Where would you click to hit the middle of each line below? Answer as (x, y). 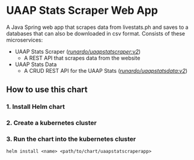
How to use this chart (47, 90)
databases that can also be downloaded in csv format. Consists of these (95, 33)
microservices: (25, 40)
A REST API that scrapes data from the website (82, 58)
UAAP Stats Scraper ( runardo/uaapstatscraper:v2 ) (78, 51)
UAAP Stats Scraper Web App (82, 11)
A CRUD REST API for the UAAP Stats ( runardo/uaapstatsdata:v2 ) (106, 70)
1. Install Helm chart (35, 107)
